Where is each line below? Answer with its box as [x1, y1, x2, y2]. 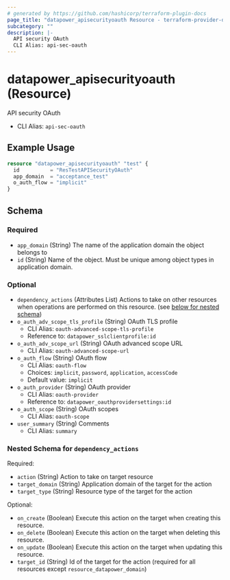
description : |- [7, 29, 53, 36]
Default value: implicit [27, 375, 93, 384]
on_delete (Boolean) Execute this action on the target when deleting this [16, 529, 221, 537]
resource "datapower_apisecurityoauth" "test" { [7, 160, 149, 167]
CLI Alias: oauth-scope [27, 413, 90, 421]
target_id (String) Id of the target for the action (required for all [16, 557, 196, 566]
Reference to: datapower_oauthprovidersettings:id [27, 397, 172, 406]
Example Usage [7, 142, 75, 154]
